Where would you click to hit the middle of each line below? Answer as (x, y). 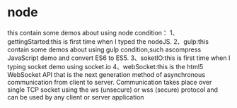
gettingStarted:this (34, 41)
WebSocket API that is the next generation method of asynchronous (106, 74)
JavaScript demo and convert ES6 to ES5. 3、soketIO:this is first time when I (119, 58)
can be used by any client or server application (76, 97)
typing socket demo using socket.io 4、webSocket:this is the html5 (105, 66)
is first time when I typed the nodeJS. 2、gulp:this (135, 41)
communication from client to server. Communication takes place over (110, 82)
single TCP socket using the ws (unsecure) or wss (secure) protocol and (112, 90)
